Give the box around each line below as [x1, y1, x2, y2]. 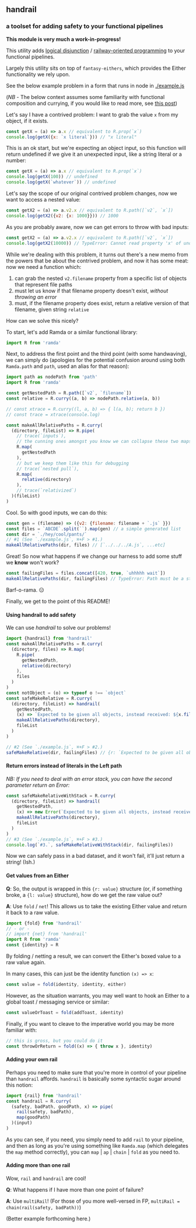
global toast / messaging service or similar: [6, 998, 110, 1005]
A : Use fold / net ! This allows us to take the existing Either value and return [6, 902, 187, 910]
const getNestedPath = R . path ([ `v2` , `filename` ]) [6, 390, 132, 396]
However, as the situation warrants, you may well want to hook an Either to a [6, 992, 190, 999]
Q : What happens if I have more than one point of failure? [6, 1186, 144, 1193]
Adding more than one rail [6, 1162, 71, 1169]
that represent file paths [14, 281, 73, 288]
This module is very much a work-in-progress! [6, 35, 121, 43]
